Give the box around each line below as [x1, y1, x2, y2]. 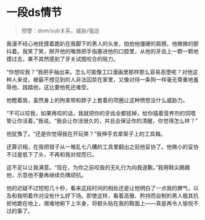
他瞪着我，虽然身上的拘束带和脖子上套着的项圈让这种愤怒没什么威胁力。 [6, 96, 188, 104]
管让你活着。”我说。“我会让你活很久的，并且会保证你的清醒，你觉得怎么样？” [6, 117, 198, 124]
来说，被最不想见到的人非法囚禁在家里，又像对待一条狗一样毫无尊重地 [16, 76, 193, 83]
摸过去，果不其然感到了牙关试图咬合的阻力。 [6, 55, 119, 62]
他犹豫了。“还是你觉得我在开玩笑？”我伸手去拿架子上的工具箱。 [6, 130, 167, 137]
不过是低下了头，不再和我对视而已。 [6, 150, 98, 158]
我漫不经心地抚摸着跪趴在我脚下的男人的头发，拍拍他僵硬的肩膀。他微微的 [6, 40, 193, 47]
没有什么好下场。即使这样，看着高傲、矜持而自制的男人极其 [43, 192, 193, 199]
